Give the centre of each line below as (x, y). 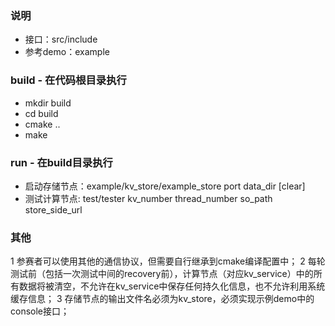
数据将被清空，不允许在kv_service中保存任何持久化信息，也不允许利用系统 (172, 286)
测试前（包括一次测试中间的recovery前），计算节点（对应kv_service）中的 (162, 274)
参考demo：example (67, 52)
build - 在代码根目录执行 (68, 80)
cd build (41, 113)
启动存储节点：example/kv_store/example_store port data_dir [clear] (165, 186)
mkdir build (48, 103)
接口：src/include (61, 39)
